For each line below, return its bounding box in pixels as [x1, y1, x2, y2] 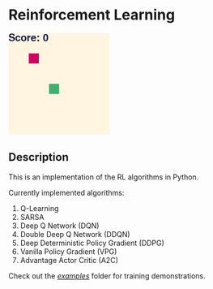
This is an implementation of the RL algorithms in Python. [8, 172, 199, 182]
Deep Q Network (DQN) [19, 221, 100, 231]
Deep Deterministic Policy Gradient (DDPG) [19, 238, 164, 248]
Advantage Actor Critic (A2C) [19, 255, 119, 265]
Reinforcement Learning [8, 6, 176, 24]
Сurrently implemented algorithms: [8, 188, 125, 197]
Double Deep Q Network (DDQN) [19, 229, 131, 239]
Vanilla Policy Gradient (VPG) [19, 246, 117, 257]
